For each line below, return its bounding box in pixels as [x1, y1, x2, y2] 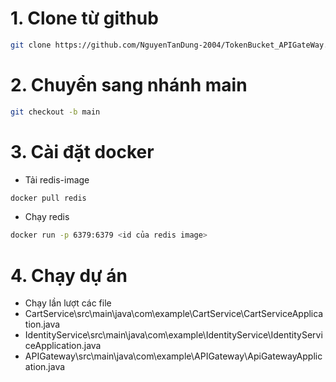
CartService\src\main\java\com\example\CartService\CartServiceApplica [24, 308, 324, 320]
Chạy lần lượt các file [24, 297, 112, 309]
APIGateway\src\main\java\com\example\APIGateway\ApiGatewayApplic [24, 350, 323, 362]
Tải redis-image [24, 173, 90, 186]
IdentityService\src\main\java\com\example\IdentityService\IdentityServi [24, 329, 323, 341]
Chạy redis [24, 211, 70, 223]
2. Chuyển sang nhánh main [10, 74, 248, 96]
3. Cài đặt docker [10, 140, 155, 163]
